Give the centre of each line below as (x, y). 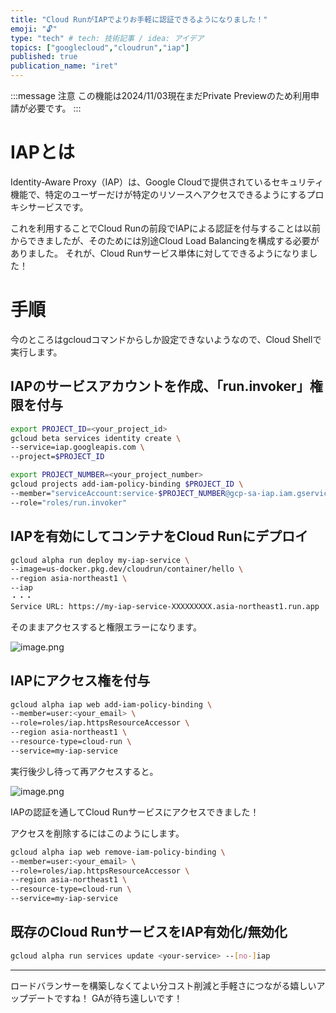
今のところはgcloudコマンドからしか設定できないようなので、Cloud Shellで (166, 339)
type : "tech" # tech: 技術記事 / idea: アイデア (107, 38)
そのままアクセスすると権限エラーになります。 (106, 627)
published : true (44, 57)
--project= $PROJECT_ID (57, 457)
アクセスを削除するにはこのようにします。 (97, 833)
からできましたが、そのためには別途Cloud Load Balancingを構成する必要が (165, 240)
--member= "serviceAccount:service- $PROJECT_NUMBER (118, 493)
